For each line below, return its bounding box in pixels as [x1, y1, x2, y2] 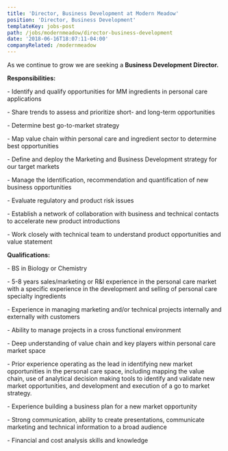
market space [7, 347, 46, 354]
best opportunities [7, 142, 60, 150]
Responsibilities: [7, 74, 56, 82]
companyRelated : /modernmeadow [7, 42, 97, 49]
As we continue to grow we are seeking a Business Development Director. [7, 61, 219, 69]
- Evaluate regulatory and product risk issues [7, 196, 134, 205]
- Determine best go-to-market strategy [7, 122, 120, 129]
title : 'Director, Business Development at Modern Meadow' [7, 10, 179, 17]
